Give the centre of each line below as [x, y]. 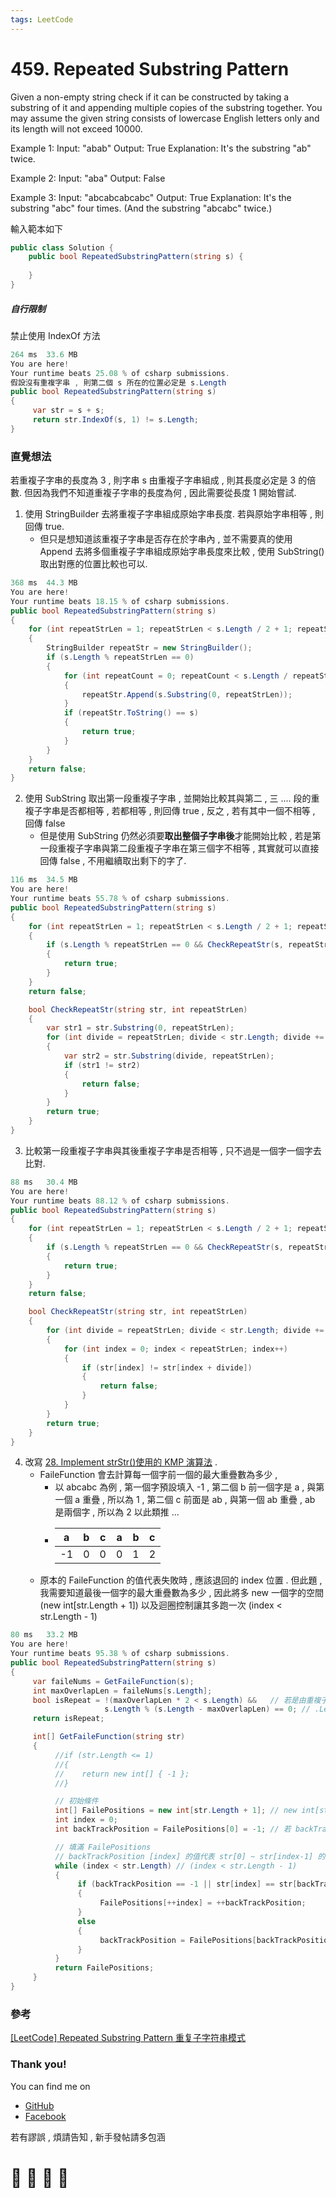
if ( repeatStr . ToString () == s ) [131, 713]
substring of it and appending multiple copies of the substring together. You [166, 107]
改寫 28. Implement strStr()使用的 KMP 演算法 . [121, 1462]
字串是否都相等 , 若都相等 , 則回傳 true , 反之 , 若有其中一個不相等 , [179, 811]
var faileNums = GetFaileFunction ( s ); [113, 1681]
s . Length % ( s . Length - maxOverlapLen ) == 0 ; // [207, 1709]
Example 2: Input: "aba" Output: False [88, 178]
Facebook [45, 2116]
